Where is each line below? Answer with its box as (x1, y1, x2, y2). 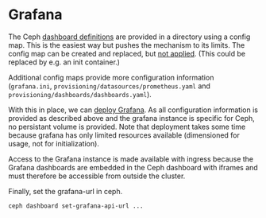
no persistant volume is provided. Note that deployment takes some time (8, 122, 246, 131)
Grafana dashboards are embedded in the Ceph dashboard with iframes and (8, 162, 258, 172)
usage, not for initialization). (8, 138, 99, 148)
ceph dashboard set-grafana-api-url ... (8, 201, 145, 210)
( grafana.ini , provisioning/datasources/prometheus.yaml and (8, 81, 210, 91)
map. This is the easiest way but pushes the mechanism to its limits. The (8, 40, 245, 49)
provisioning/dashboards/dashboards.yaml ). (8, 89, 152, 99)
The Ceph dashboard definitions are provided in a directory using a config (8, 32, 251, 41)
